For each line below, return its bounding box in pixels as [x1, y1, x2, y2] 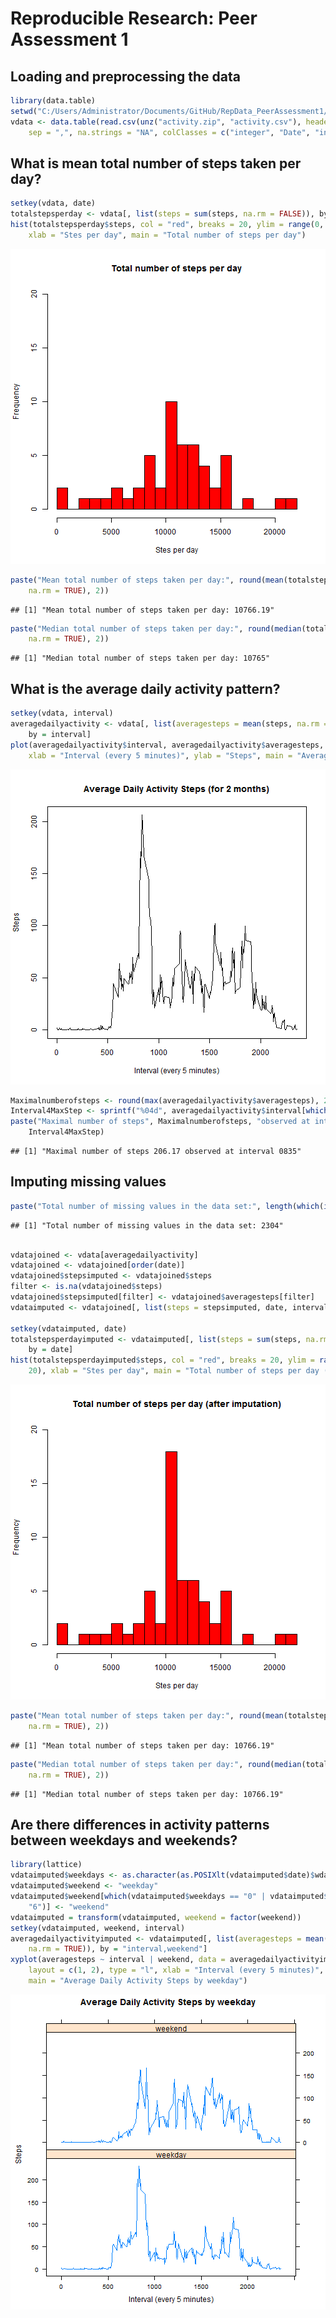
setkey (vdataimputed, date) [10, 1323, 128, 1334]
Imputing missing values [10, 1173, 167, 1191]
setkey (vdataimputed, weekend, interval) [10, 1923, 186, 1933]
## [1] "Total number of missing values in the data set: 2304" [10, 1220, 284, 1231]
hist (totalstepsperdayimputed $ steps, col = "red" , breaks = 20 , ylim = [10, 1355, 315, 1366]
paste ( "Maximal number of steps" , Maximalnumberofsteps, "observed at [10, 1117, 311, 1127]
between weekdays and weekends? [10, 1832, 238, 1849]
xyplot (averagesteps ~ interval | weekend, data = [10, 1955, 226, 1965]
